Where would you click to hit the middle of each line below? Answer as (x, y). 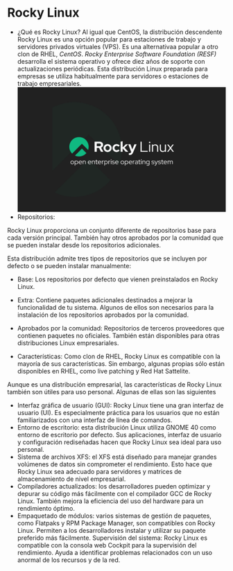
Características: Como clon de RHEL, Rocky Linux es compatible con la (119, 356)
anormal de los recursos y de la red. (69, 560)
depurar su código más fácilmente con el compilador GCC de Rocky (114, 493)
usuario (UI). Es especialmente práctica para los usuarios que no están (118, 412)
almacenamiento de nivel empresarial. (71, 479)
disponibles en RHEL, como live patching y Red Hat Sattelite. (104, 371)
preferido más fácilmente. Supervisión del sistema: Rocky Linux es (112, 538)
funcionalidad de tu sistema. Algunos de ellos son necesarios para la (115, 307)
